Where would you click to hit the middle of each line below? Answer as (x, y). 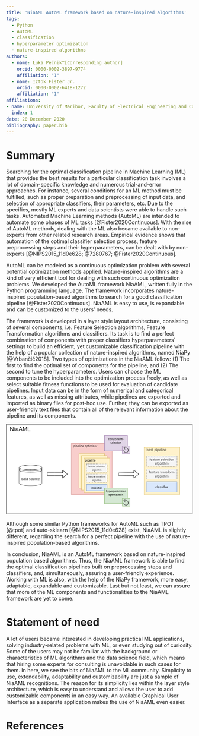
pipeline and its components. (41, 416)
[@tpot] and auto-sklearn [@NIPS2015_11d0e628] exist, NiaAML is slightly (96, 530)
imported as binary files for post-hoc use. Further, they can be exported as (97, 403)
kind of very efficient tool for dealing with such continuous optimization (93, 278)
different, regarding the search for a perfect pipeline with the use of (89, 536)
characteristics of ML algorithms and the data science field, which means (96, 658)
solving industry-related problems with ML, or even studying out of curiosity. (99, 645)
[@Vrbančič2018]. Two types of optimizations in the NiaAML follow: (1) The (98, 359)
